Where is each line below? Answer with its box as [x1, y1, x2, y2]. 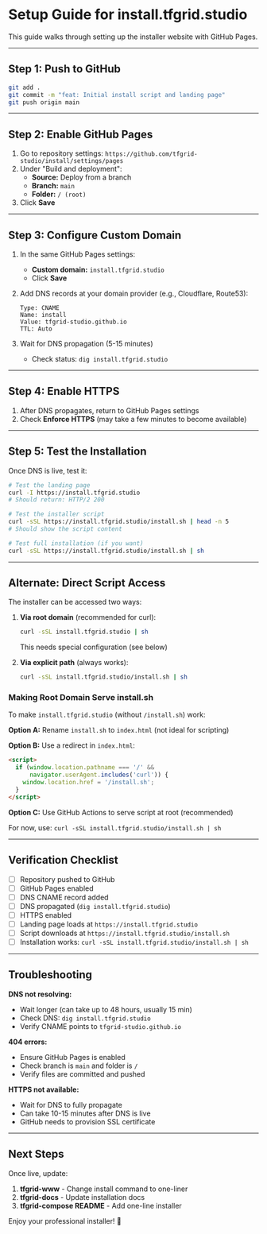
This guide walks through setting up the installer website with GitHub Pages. [8, 32, 258, 41]
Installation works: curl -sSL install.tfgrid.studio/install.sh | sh [19, 937, 249, 946]
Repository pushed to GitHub [19, 874, 115, 884]
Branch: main [31, 181, 75, 191]
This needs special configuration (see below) [19, 642, 168, 652]
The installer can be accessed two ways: [8, 598, 142, 607]
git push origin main [8, 98, 80, 106]
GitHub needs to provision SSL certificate [19, 1116, 156, 1126]
